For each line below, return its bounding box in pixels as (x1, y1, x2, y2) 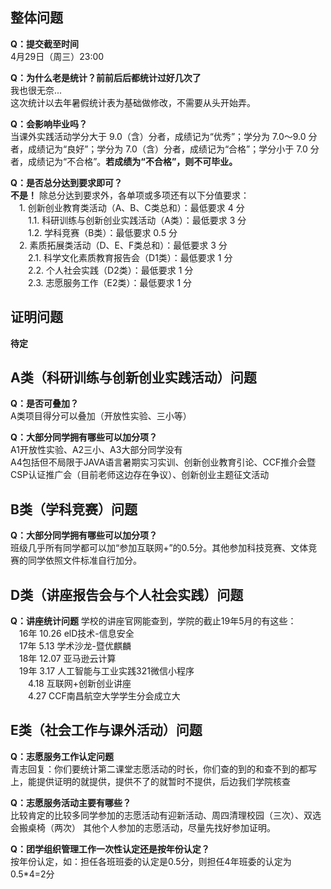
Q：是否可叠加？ (10, 398, 79, 410)
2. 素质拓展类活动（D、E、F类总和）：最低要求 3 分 (19, 239, 228, 251)
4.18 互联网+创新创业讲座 (28, 678, 132, 690)
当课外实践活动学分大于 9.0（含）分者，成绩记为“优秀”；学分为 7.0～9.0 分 (10, 130, 318, 142)
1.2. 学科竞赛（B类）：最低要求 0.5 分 (28, 226, 178, 238)
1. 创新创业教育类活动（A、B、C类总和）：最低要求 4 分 (19, 201, 245, 213)
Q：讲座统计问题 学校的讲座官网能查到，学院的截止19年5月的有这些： (10, 615, 297, 627)
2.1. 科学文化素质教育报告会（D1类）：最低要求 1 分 (28, 251, 233, 263)
